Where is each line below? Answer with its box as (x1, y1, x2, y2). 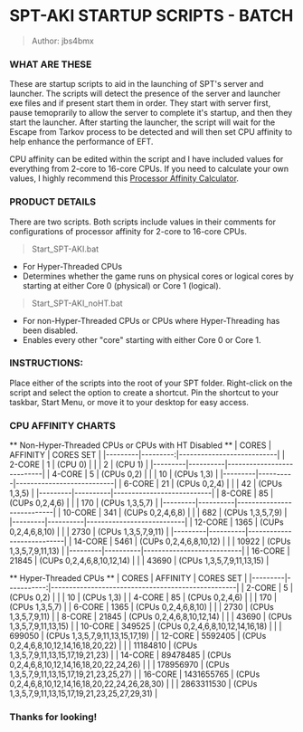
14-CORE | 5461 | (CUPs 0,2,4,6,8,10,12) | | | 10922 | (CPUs (73, 536, 291, 547)
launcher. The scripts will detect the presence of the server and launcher (9, 88, 281, 100)
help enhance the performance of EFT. (9, 137, 154, 147)
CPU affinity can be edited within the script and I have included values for (9, 154, 284, 165)
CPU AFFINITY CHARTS (9, 419, 116, 432)
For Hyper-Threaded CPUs (22, 261, 123, 271)
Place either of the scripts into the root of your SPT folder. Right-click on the (9, 377, 293, 388)
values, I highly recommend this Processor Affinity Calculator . (9, 173, 240, 184)
